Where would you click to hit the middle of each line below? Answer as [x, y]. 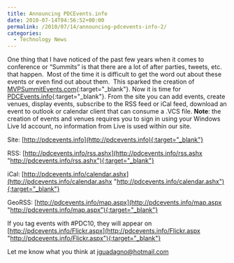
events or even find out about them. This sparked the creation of [101, 82]
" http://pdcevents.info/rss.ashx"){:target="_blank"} [81, 160]
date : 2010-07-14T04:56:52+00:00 [56, 20]
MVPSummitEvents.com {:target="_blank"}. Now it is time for [94, 89]
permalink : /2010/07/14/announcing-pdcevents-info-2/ [87, 27]
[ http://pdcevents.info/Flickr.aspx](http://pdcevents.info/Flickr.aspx [104, 231]
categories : [24, 33]
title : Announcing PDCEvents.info [58, 14]
